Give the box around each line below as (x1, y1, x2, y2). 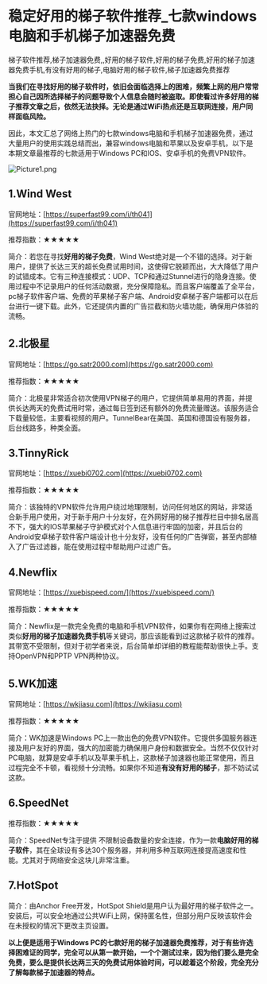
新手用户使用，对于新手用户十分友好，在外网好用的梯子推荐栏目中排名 (14, 512, 245, 521)
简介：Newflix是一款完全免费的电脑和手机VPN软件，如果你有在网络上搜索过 (8, 622, 257, 631)
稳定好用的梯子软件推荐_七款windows (8, 7, 257, 25)
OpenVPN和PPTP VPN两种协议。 (14, 651, 124, 661)
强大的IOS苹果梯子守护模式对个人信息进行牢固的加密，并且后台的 (29, 522, 243, 532)
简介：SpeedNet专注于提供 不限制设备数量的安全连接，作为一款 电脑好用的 (8, 835, 252, 845)
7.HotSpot (8, 879, 59, 893)
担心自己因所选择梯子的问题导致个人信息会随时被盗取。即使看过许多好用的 (8, 91, 252, 101)
